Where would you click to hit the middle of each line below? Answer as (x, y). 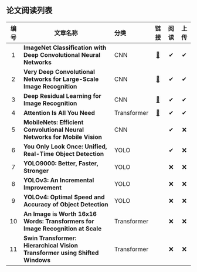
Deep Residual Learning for (62, 96)
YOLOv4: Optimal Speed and (64, 197)
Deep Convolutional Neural (62, 55)
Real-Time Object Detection (64, 154)
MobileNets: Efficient (53, 122)
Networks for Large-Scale (61, 79)
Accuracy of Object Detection (66, 204)
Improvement (43, 188)
